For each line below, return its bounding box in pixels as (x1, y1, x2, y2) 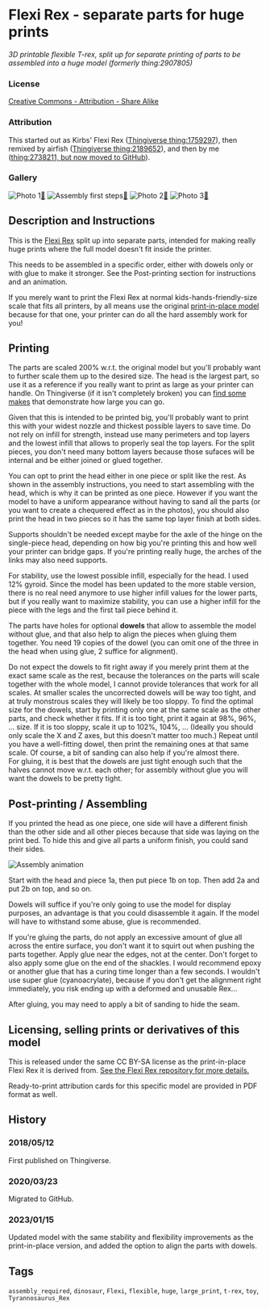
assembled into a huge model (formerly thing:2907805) (8, 58, 193, 68)
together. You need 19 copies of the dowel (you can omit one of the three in (8, 638, 260, 648)
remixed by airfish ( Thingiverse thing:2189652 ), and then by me (8, 144, 220, 153)
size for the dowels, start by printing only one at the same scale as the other (8, 705, 261, 715)
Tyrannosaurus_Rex (8, 1295, 70, 1303)
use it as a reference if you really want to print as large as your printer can (8, 380, 254, 390)
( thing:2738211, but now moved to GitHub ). (8, 152, 151, 162)
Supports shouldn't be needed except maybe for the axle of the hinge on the (8, 530, 263, 540)
